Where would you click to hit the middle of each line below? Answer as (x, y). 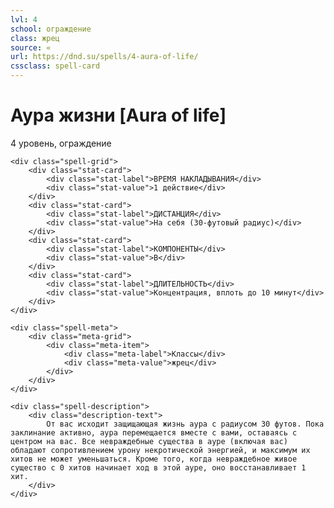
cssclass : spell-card (55, 66)
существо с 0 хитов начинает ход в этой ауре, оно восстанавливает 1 (158, 467)
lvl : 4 (24, 19)
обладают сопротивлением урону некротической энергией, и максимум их (160, 450)
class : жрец (35, 38)
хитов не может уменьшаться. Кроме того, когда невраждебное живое (154, 459)
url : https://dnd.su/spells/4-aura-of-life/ (104, 57)
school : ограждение (51, 29)
